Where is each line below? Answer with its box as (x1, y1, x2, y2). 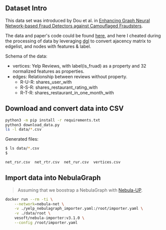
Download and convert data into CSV (5, 104, 124, 113)
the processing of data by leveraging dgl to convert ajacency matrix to (5, 38, 151, 44)
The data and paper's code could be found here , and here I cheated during (5, 32, 161, 38)
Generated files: (5, 136, 39, 142)
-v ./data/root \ (14, 211, 51, 216)
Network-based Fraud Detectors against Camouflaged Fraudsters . (5, 23, 143, 29)
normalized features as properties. (12, 68, 85, 74)
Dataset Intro (5, 4, 47, 13)
